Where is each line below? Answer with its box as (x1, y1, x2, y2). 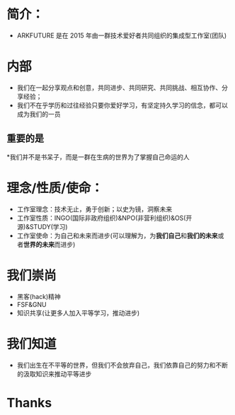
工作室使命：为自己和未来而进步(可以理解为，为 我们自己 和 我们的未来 (16, 231, 218, 240)
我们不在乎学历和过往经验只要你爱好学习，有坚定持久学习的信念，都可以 (16, 100, 228, 110)
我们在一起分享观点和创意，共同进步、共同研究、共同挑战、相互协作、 (16, 83, 222, 92)
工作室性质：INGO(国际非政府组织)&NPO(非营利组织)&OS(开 (16, 214, 193, 222)
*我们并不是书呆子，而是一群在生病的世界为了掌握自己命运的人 (6, 153, 190, 161)
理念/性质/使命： (6, 180, 103, 196)
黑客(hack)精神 (16, 292, 61, 300)
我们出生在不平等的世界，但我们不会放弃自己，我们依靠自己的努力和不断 (16, 361, 228, 369)
